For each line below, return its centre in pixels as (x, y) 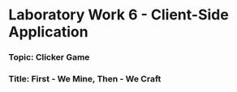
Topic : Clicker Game (49, 57)
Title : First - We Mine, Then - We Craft (85, 79)
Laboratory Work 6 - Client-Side (118, 15)
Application (48, 32)
